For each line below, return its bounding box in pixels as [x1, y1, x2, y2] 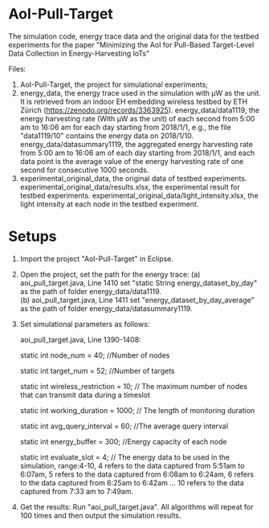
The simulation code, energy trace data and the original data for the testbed [8, 31, 259, 41]
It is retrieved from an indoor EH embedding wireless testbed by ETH [19, 96, 248, 106]
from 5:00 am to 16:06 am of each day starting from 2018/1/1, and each [19, 148, 255, 158]
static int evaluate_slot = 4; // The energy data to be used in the [19, 452, 230, 462]
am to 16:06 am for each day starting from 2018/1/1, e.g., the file [19, 122, 231, 132]
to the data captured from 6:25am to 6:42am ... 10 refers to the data [19, 477, 245, 487]
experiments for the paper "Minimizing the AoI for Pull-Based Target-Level [8, 39, 255, 49]
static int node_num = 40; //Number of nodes [19, 350, 170, 360]
